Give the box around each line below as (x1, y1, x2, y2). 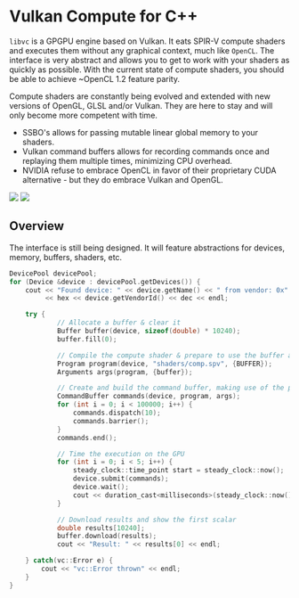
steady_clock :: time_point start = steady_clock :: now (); (72, 466, 285, 475)
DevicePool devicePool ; (9, 269, 98, 278)
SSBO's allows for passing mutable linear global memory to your (21, 127, 259, 137)
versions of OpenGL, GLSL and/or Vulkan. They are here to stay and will (9, 100, 273, 111)
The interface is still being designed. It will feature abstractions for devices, (9, 242, 286, 253)
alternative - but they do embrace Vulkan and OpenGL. (21, 174, 224, 184)
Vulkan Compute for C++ (9, 6, 198, 27)
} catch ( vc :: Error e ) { (25, 556, 114, 565)
